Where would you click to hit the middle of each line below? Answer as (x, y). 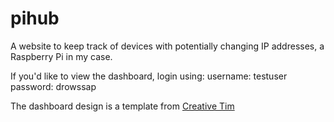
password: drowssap (53, 86)
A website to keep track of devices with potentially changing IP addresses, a (167, 46)
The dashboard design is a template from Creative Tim (122, 106)
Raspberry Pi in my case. (61, 56)
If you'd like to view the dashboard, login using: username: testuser (149, 76)
